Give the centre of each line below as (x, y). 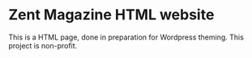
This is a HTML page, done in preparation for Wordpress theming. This (126, 37)
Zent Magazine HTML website (111, 15)
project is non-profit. (43, 45)
